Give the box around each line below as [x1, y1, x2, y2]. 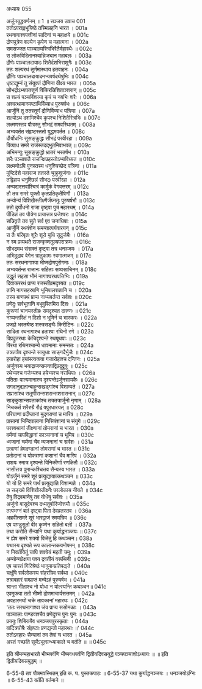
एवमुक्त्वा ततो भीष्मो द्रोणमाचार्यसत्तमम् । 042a [6, 590, 95, 597]
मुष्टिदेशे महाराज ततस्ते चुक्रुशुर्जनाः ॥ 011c [6, 169, 88, 177]
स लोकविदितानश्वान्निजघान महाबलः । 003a [6, 52, 92, 59]
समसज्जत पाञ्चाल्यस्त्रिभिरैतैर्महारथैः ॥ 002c [6, 45, 93, 52]
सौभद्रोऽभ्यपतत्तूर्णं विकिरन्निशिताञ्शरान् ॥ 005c [6, 86, 96, 94]
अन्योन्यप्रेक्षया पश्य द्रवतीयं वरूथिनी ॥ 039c [6, 555, 91, 563]
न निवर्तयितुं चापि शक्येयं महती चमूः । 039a [6, 549, 91, 555]
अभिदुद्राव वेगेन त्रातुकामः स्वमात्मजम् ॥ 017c [6, 252, 92, 259]
